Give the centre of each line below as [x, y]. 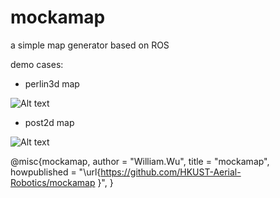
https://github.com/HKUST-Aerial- [171, 172]
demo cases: [37, 64]
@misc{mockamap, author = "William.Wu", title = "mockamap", [140, 161]
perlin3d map [52, 83]
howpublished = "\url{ [56, 172]
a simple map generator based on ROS [90, 45]
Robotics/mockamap [53, 182]
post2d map [49, 122]
